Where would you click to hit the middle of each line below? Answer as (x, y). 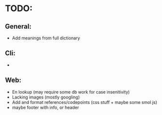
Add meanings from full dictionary (46, 38)
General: (18, 26)
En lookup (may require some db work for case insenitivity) (71, 92)
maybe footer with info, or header (45, 107)
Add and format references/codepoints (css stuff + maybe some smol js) (85, 102)
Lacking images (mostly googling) (46, 97)
